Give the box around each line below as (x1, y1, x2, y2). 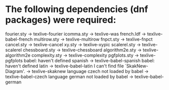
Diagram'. (5, 68, 25, 74)
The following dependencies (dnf (5, 4, 148, 15)
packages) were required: (5, 14, 116, 26)
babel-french (5, 36, 33, 42)
